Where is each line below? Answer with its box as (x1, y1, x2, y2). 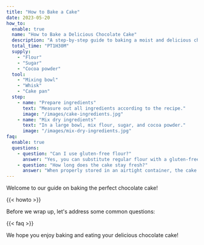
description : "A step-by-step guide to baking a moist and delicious (12, 37, 191, 43)
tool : (12, 71, 26, 77)
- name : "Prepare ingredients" (17, 99, 97, 105)
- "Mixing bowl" (17, 77, 59, 83)
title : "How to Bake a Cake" (6, 9, 80, 15)
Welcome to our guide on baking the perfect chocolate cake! (6, 184, 158, 192)
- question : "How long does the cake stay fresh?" (17, 162, 148, 168)
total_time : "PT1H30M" (12, 43, 69, 49)
